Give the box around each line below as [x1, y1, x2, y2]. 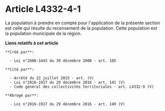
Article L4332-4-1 [5, 3, 81, 15]
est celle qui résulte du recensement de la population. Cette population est [5, 25, 158, 31]
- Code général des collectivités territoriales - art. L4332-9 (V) [9, 84, 154, 89]
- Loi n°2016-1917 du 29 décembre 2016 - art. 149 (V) [9, 102, 125, 107]
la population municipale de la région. [5, 30, 82, 36]
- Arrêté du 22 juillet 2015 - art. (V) [9, 75, 94, 80]
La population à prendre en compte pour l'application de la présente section [5, 20, 160, 26]
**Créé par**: [5, 50, 35, 55]
